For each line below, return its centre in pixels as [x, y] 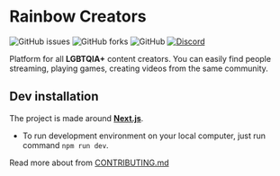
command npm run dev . [66, 145]
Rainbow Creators [78, 17]
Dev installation [54, 97]
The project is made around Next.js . [77, 118]
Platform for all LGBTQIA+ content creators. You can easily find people [140, 58]
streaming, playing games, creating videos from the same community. [139, 68]
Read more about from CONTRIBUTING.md [89, 163]
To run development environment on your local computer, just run [144, 136]
